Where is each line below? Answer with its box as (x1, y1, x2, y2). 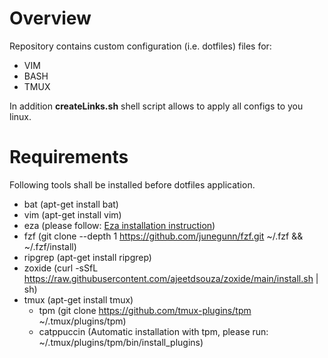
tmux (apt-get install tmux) (23, 293, 134, 306)
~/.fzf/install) (23, 240, 77, 252)
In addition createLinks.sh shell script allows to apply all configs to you (9, 100, 304, 112)
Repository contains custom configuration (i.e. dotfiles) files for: (9, 40, 272, 52)
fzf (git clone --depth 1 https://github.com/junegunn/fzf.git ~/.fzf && (23, 230, 304, 242)
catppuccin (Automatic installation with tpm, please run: (38, 325, 269, 337)
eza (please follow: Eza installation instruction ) (23, 219, 216, 231)
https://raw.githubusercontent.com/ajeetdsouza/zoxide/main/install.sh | (23, 272, 319, 284)
